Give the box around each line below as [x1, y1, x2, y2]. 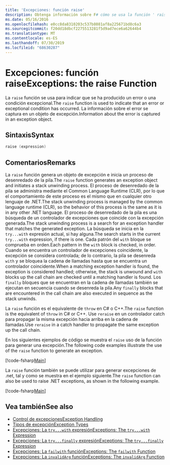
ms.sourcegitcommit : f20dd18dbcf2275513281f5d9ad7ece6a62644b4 [5, 26, 142, 31]
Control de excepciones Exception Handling [12, 416, 103, 422]
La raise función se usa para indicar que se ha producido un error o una [5, 94, 156, 100]
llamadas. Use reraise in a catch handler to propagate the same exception [5, 321, 159, 328]
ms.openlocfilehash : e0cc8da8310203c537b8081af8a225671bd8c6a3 [5, 21, 142, 27]
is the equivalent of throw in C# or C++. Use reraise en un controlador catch [5, 311, 165, 317]
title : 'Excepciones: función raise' [5, 7, 85, 13]
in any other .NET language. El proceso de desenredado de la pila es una [5, 209, 157, 216]
